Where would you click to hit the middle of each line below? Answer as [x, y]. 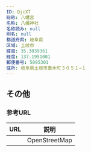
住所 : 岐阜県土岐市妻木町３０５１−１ [46, 68]
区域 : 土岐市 [20, 46]
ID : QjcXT [19, 12]
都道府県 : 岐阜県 [25, 40]
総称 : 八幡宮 [20, 17]
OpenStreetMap [49, 141]
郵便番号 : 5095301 [28, 62]
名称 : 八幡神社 [23, 23]
